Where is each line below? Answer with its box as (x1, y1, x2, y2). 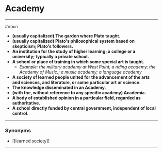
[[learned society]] (12, 138, 50, 144)
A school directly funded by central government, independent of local (12, 105, 156, 111)
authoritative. (12, 100, 41, 106)
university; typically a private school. (12, 53, 89, 59)
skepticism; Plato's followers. (12, 43, 74, 49)
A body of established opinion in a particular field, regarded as (12, 95, 141, 101)
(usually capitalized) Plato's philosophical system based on (12, 38, 135, 44)
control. (12, 110, 29, 116)
